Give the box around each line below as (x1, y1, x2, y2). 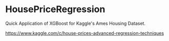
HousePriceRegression (5, 4, 105, 15)
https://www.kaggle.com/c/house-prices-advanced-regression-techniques (5, 30, 164, 36)
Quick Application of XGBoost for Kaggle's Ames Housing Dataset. (5, 20, 146, 26)
